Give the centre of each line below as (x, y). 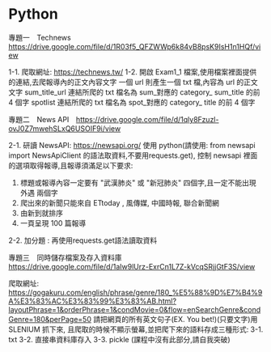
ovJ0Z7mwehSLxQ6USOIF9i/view (65, 128)
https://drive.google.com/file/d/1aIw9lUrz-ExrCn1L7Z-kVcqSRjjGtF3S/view (132, 266)
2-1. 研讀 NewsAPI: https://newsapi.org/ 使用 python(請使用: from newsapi (132, 145)
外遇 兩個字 (39, 193)
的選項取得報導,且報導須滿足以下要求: (71, 165)
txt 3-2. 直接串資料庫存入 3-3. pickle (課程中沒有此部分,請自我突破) (119, 339)
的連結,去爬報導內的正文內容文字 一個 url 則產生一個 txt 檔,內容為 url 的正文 (133, 82)
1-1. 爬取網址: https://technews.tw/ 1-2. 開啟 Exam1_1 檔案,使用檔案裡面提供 (133, 72)
